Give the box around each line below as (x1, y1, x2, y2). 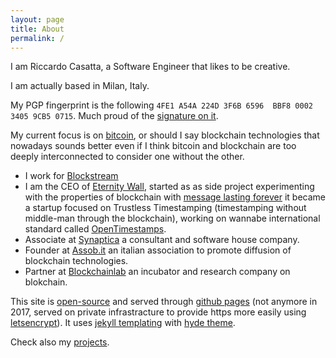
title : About (10, 24, 65, 34)
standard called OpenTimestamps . (24, 223, 167, 235)
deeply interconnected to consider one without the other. (10, 151, 245, 163)
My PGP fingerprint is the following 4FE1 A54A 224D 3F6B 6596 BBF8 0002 (10, 99, 313, 111)
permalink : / (10, 33, 65, 43)
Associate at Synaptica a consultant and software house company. (24, 234, 300, 246)
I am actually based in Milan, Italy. (10, 80, 150, 92)
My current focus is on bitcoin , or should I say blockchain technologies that (10, 129, 320, 141)
